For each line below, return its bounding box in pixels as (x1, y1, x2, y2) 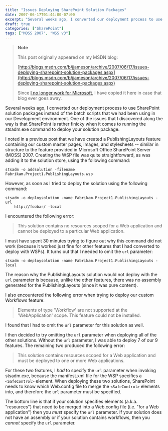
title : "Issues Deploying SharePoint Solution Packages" (5, 7, 127, 13)
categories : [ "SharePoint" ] (5, 26, 64, 31)
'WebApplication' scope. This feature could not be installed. (17, 312, 141, 318)
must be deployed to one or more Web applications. (17, 358, 125, 364)
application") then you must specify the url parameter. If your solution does (5, 409, 162, 415)
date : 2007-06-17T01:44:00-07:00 (5, 12, 75, 17)
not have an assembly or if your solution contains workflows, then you (5, 414, 150, 420)
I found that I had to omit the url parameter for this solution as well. (5, 322, 144, 328)
